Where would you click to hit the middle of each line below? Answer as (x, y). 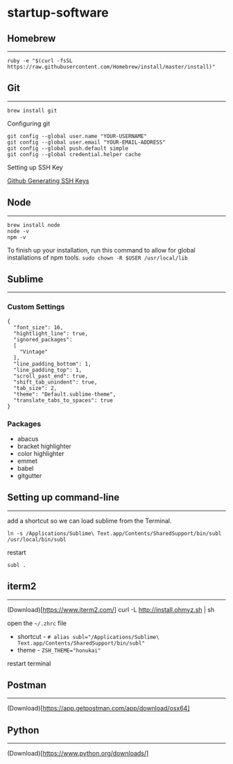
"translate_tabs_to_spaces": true (63, 400)
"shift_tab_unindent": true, (55, 382)
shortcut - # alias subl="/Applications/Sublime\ (88, 636)
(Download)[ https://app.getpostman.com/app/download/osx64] (98, 708)
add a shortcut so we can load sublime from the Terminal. (89, 520)
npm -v (17, 237)
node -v (18, 231)
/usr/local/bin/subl (37, 539)
